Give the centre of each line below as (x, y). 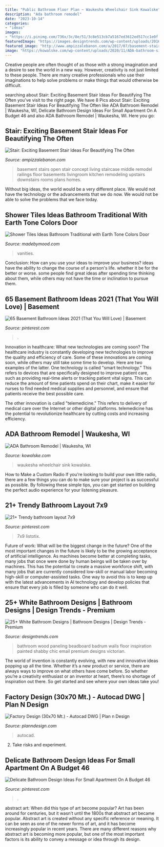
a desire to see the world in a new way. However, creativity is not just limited (82, 69)
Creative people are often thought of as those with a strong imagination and (81, 65)
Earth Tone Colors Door (41, 222)
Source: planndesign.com (31, 726)
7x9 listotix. (29, 536)
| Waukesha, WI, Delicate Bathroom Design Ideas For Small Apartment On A (81, 110)
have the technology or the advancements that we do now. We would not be (82, 194)
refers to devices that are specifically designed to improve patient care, (77, 373)
